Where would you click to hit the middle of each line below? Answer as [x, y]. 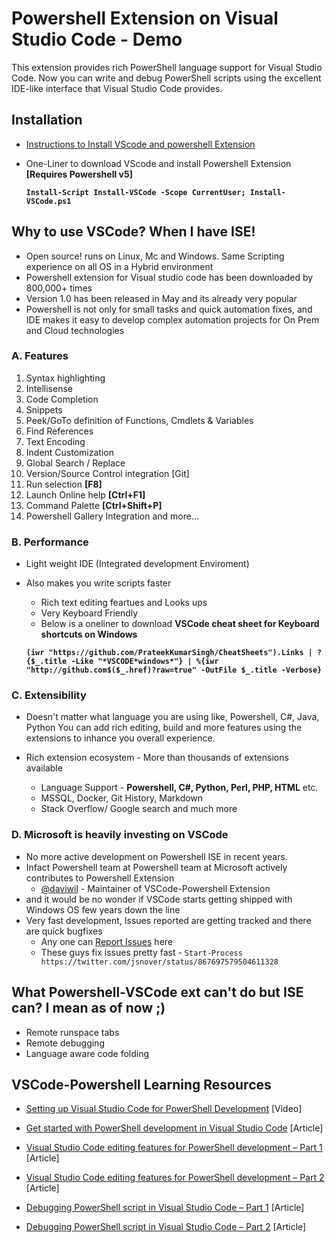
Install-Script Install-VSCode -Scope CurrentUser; [135, 192]
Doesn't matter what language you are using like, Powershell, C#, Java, [172, 717]
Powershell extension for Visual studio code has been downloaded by [169, 277]
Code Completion [62, 399]
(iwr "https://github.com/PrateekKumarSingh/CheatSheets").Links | [169, 653]
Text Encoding [55, 441]
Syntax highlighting [65, 378]
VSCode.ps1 [48, 201]
